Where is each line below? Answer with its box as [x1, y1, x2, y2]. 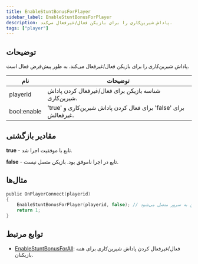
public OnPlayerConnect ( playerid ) [6, 191, 91, 197]
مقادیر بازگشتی [6, 131, 56, 141]
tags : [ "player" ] [6, 25, 49, 31]
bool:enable [9, 107, 42, 116]
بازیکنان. [14, 251, 34, 258]
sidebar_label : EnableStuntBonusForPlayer [6, 14, 112, 20]
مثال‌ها [6, 175, 28, 185]
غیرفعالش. [47, 111, 74, 119]
